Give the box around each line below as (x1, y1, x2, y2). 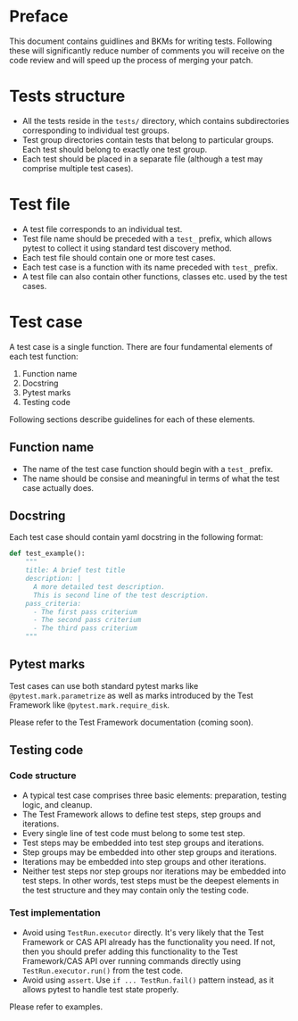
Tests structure (9, 87, 126, 106)
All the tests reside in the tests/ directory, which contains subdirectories (21, 115, 290, 126)
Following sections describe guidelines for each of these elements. (9, 413, 256, 425)
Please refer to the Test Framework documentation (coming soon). (9, 717, 254, 727)
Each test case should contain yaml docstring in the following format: (9, 532, 263, 543)
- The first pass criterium (32, 607, 138, 617)
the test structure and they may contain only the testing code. (21, 884, 250, 895)
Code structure (9, 769, 77, 782)
